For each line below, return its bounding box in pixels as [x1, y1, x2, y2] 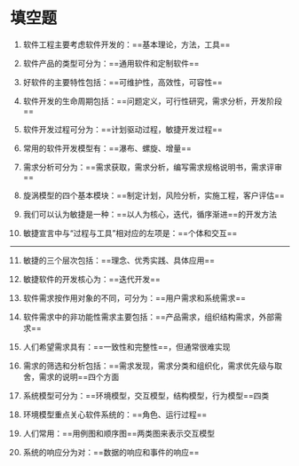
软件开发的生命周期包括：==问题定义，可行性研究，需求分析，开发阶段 [22, 95, 283, 107]
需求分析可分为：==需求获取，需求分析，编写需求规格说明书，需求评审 [22, 162, 283, 172]
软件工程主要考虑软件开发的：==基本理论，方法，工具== [22, 39, 231, 50]
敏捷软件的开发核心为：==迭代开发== [22, 273, 161, 284]
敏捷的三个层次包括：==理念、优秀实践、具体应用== [22, 255, 216, 265]
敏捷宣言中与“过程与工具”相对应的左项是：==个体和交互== [22, 227, 238, 238]
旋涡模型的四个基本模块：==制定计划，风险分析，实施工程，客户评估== [22, 190, 285, 201]
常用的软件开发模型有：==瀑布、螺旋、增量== [22, 143, 192, 154]
